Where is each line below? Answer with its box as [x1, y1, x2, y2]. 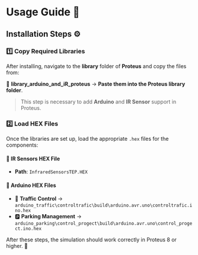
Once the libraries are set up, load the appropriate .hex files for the [6, 135, 169, 143]
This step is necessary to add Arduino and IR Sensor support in [20, 98, 176, 105]
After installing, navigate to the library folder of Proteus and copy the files [6, 62, 187, 70]
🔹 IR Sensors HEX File [6, 155, 60, 162]
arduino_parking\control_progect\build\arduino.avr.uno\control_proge [14, 220, 193, 227]
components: [6, 141, 38, 149]
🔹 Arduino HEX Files [6, 182, 56, 189]
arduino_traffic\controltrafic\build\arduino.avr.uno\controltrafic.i [14, 202, 193, 208]
